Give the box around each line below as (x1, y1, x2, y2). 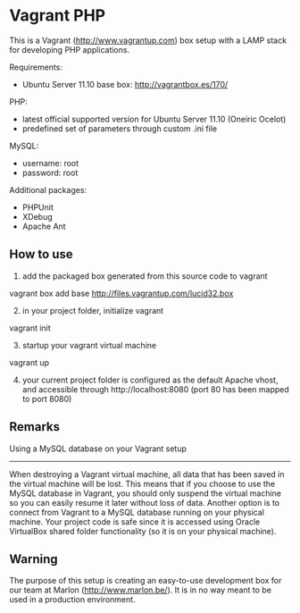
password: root (21, 167, 79, 178)
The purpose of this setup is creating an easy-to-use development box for (9, 575, 282, 586)
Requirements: (9, 62, 62, 72)
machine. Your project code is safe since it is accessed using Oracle (9, 516, 261, 527)
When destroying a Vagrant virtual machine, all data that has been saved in (9, 468, 285, 479)
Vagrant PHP (9, 5, 105, 26)
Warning (9, 551, 58, 567)
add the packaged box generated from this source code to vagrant (21, 270, 268, 281)
